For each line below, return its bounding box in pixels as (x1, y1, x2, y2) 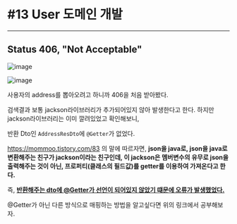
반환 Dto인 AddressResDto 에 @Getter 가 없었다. (7, 129, 135, 137)
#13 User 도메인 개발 (7, 6, 123, 23)
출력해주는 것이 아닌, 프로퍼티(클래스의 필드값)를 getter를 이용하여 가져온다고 (7, 161, 219, 170)
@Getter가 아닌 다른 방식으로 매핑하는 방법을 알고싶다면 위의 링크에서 (7, 200, 199, 209)
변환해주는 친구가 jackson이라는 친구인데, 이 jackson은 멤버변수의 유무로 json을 (7, 153, 229, 161)
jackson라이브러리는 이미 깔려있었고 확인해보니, (7, 114, 140, 123)
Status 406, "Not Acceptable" (7, 44, 142, 56)
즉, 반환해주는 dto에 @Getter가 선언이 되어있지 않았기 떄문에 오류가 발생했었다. (7, 185, 225, 194)
